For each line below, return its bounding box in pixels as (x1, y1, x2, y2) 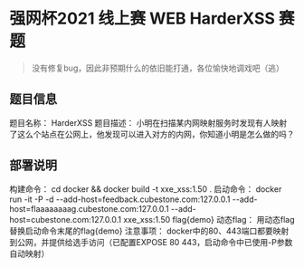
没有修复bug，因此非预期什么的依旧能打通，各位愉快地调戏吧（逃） (31, 62, 285, 73)
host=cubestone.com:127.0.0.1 (9, 214, 122, 224)
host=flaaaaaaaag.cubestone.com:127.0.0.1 (9, 203, 169, 214)
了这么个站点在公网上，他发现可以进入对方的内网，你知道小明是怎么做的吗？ (9, 129, 295, 139)
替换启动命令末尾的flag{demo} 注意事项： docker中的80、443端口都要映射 (9, 225, 290, 236)
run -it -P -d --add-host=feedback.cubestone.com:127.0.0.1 (9, 194, 231, 205)
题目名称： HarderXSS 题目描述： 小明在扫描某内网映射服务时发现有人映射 (9, 117, 288, 128)
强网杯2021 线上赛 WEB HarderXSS (9, 8, 276, 29)
